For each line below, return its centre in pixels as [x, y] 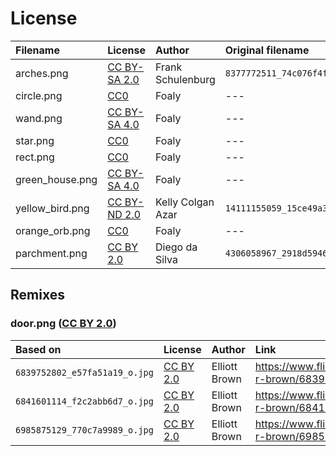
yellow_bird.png [52, 208]
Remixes [37, 295]
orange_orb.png [53, 230]
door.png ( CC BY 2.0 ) [63, 324]
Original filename [267, 50]
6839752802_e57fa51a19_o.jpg [84, 372]
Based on [38, 349]
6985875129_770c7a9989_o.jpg [84, 430]
